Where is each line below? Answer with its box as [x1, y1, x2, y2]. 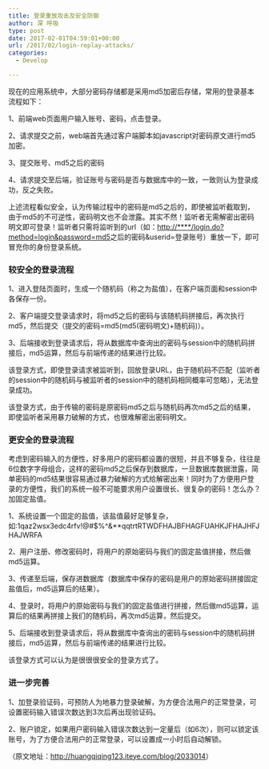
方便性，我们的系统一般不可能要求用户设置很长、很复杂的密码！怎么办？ [22, 484, 261, 494]
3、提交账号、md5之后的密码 [8, 157, 105, 167]
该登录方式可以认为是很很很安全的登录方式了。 [8, 655, 163, 665]
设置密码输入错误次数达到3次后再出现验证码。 [8, 707, 160, 717]
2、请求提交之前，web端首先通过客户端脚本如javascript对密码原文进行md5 [8, 130, 256, 140]
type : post [8, 26, 45, 35]
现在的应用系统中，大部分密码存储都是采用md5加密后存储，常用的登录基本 [8, 86, 255, 96]
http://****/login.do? [157, 222, 224, 231]
